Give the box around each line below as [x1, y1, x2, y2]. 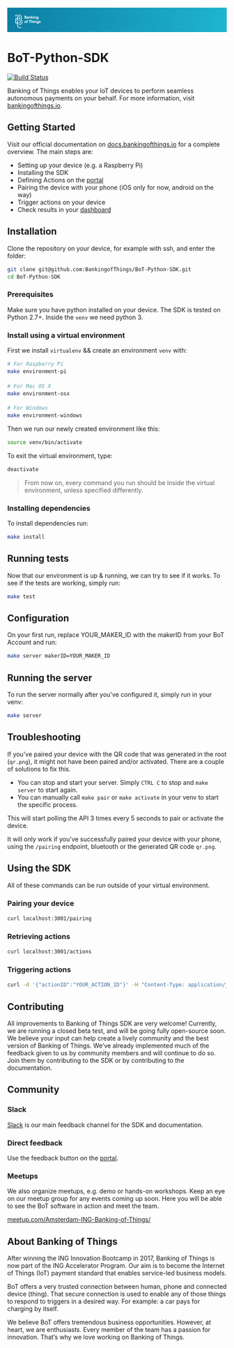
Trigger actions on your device [17, 198, 106, 206]
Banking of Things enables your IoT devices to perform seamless [7, 86, 194, 95]
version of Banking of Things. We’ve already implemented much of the [7, 1041, 210, 1050]
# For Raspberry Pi [7, 360, 64, 368]
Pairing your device [7, 898, 75, 908]
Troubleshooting [7, 731, 81, 743]
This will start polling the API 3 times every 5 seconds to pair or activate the [7, 813, 224, 822]
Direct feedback [7, 1138, 63, 1147]
